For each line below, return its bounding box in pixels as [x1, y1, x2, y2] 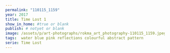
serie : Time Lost [5, 40, 42, 45]
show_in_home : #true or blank [5, 21, 69, 27]
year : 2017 [5, 12, 28, 17]
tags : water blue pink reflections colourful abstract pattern [5, 36, 144, 41]
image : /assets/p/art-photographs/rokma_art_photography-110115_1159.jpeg [5, 31, 166, 36]
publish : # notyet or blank [5, 26, 65, 31]
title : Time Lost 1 [5, 17, 47, 22]
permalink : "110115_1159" [5, 7, 60, 13]
